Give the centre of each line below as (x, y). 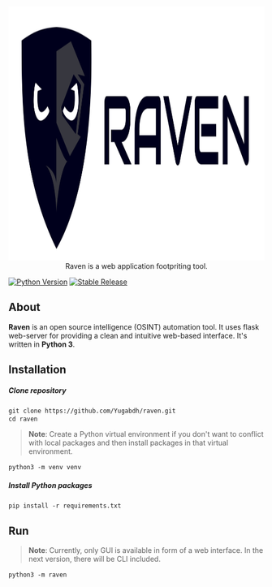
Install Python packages (50, 485)
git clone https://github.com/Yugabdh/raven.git (92, 411)
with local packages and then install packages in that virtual (128, 443)
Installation (37, 370)
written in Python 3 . (42, 344)
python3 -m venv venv (45, 468)
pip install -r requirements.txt (65, 506)
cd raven (23, 419)
